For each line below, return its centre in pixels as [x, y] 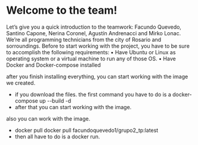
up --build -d [55, 101]
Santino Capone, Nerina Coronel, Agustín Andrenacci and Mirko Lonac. [94, 33]
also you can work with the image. [48, 118]
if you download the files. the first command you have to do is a [93, 94]
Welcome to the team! [62, 10]
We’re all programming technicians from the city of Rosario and [84, 39]
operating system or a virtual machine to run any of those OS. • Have [91, 58]
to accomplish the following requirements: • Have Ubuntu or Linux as [91, 52]
